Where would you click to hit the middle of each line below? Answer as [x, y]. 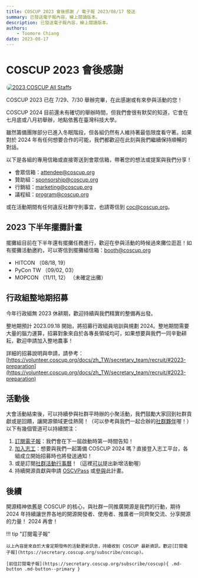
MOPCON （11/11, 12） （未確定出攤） [60, 277]
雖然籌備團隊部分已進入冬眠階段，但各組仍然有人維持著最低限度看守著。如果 [99, 132]
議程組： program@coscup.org [52, 194]
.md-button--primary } [52, 569]
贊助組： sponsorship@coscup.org [56, 179]
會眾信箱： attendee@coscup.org [55, 172]
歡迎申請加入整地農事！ [45, 340]
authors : [17, 28]
